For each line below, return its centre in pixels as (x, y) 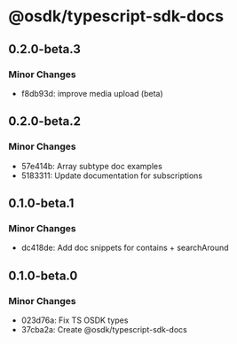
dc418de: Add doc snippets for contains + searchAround (125, 248)
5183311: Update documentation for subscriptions (112, 176)
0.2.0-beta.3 (44, 49)
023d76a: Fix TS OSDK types (75, 320)
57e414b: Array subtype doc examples (92, 166)
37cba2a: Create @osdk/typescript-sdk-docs (104, 329)
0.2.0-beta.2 (45, 121)
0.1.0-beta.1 (41, 203)
